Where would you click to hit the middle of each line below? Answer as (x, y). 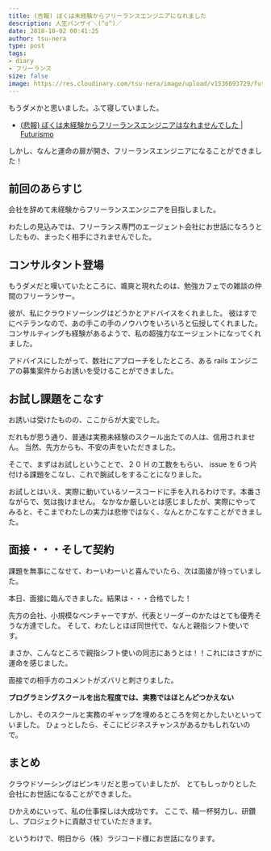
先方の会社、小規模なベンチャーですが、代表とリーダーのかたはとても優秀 (131, 615)
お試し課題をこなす (56, 398)
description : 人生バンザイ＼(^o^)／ (65, 23)
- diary (21, 61)
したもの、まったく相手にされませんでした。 (82, 237)
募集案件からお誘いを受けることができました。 (100, 371)
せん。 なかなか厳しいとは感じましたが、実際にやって (167, 502)
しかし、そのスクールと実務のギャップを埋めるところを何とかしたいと (125, 714)
